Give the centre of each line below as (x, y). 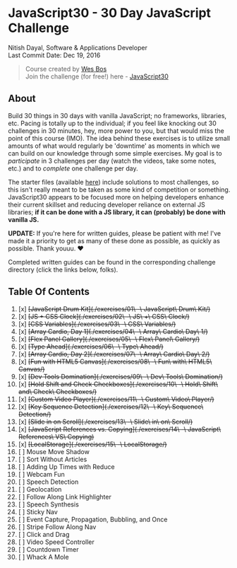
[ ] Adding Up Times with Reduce (66, 466)
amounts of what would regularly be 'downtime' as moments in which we (114, 146)
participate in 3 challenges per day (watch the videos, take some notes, (112, 161)
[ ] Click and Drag (44, 534)
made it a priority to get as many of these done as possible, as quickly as (114, 240)
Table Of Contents (49, 292)
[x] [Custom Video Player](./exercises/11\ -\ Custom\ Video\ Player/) (116, 399)
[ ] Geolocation (40, 489)
